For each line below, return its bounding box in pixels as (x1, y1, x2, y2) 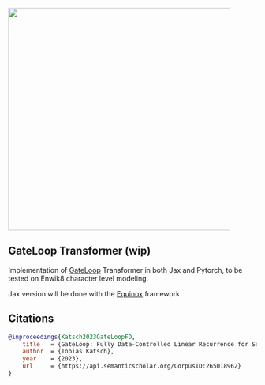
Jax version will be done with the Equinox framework (8, 289, 180, 298)
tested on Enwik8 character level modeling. (8, 274, 149, 283)
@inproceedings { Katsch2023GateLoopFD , (8, 333, 136, 341)
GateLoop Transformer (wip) (8, 244, 151, 258)
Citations (8, 312, 54, 326)
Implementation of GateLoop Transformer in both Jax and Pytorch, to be (8, 265, 243, 274)
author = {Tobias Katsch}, (22, 348, 114, 356)
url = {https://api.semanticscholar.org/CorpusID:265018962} (22, 362, 242, 371)
